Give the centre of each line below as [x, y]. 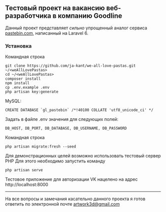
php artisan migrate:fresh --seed [41, 147]
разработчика [28, 16]
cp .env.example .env [27, 88]
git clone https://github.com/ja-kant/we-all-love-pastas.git [70, 66]
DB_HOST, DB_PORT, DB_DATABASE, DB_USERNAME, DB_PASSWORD [66, 128]
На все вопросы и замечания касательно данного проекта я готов [75, 199]
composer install [23, 79]
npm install [17, 83]
